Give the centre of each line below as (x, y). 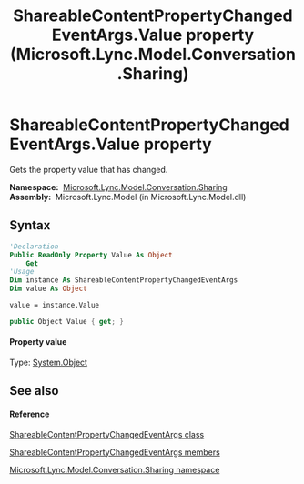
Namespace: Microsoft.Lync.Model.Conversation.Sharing (118, 187)
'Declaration (34, 247)
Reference (30, 414)
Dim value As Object (49, 289)
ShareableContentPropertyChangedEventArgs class (107, 434)
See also (34, 391)
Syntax (30, 225)
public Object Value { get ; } (67, 321)
